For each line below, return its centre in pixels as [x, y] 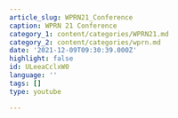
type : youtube [36, 91]
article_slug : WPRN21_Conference [71, 17]
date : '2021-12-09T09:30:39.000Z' [73, 51]
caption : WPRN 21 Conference [63, 26]
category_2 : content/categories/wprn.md [85, 42]
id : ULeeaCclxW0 [39, 67]
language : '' [33, 75]
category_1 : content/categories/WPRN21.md [89, 34]
